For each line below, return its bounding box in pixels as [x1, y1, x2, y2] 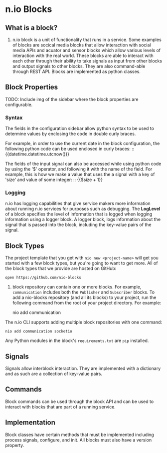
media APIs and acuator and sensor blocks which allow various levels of [12, 47, 161, 53]
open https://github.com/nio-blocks [5, 275, 81, 280]
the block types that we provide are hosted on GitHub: [5, 265, 117, 271]
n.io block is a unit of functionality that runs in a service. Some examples [12, 36, 162, 42]
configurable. [5, 101, 33, 107]
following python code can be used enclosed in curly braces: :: [5, 146, 135, 152]
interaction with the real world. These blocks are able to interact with [12, 52, 154, 58]
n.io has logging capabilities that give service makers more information [5, 200, 151, 206]
